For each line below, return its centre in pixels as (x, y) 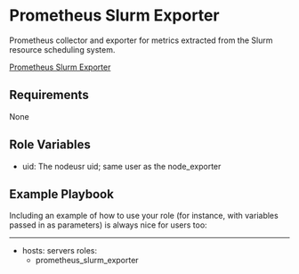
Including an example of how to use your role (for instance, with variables (144, 216)
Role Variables (50, 145)
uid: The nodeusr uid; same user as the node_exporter (121, 166)
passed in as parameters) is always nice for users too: (108, 225)
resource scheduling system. (62, 49)
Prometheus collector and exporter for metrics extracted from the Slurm (141, 40)
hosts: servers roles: (60, 251)
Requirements (49, 95)
